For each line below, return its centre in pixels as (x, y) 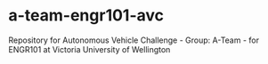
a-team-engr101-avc (86, 16)
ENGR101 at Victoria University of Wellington (89, 49)
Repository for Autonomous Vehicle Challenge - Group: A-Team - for (134, 40)
